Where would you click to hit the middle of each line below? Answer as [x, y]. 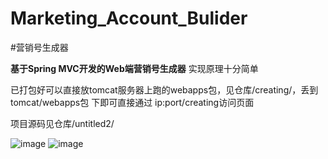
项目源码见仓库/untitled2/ [62, 123]
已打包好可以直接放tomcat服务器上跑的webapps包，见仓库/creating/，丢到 [164, 89]
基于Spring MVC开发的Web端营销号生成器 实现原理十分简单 [134, 68]
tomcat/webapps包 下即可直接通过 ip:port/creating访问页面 [132, 102]
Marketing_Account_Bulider [129, 18]
